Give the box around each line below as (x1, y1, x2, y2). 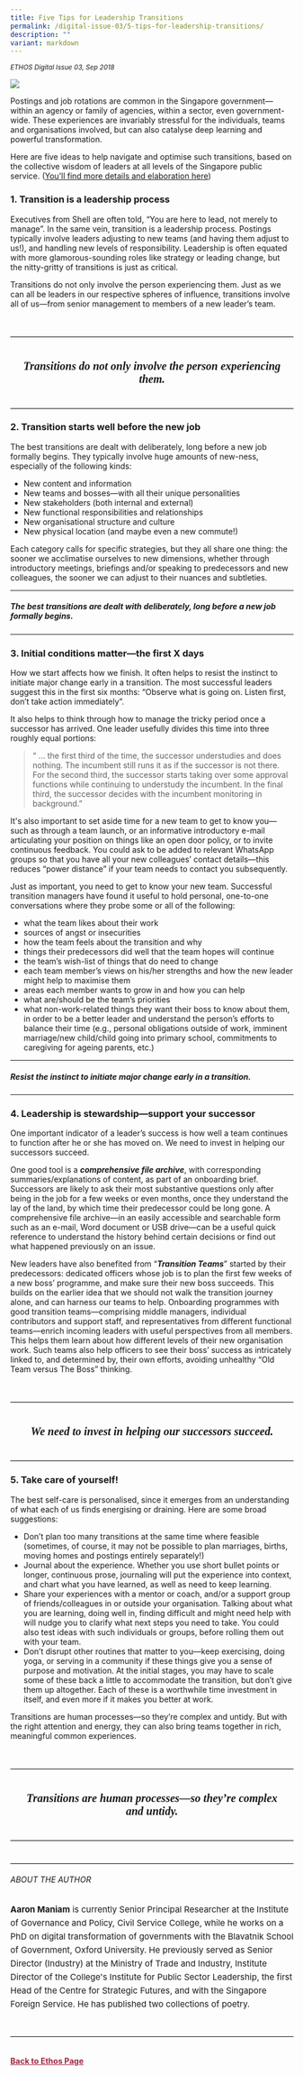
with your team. (22, 1636, 82, 1647)
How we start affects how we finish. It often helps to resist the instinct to (10, 668, 278, 679)
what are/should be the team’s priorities (22, 994, 171, 1005)
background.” (31, 799, 84, 809)
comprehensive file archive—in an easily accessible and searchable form (10, 1212, 281, 1223)
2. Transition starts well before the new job (10, 421, 201, 434)
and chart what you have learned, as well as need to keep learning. (22, 1578, 272, 1589)
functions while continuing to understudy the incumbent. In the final (31, 779, 284, 790)
